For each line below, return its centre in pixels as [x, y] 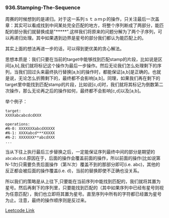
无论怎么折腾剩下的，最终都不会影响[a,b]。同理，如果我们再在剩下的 [89, 78]
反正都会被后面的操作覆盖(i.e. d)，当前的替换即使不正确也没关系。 [74, 171]
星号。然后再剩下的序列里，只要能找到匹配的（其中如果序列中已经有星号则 [82, 188]
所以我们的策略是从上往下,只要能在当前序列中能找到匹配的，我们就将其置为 [83, 181]
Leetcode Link [20, 210]
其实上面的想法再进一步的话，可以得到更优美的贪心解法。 [65, 49]
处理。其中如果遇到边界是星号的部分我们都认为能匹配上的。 [84, 38]
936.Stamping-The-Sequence [43, 8]
